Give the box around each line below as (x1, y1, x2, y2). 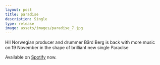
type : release (5, 21, 35, 26)
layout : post (5, 7, 32, 12)
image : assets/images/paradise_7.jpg (5, 26, 83, 31)
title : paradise (5, 12, 39, 17)
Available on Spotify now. (5, 54, 57, 60)
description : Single (5, 16, 48, 21)
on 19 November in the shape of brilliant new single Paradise (5, 45, 129, 51)
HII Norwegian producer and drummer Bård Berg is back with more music (5, 39, 155, 45)
